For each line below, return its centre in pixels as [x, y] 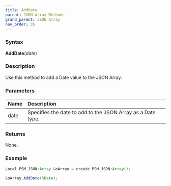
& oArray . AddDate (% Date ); [32, 178]
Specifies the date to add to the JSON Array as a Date [92, 113]
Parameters [20, 91]
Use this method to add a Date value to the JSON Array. [64, 77]
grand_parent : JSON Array [33, 19]
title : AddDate [21, 10]
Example [16, 158]
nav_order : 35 [20, 24]
